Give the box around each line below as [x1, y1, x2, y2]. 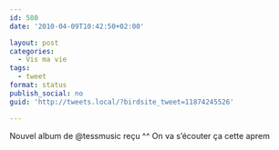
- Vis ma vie [17, 55, 67, 65]
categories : [9, 46, 55, 55]
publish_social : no [9, 88, 84, 98]
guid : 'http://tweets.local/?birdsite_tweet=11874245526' [9, 97, 234, 106]
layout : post [9, 38, 59, 47]
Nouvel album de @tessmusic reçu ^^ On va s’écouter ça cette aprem [9, 130, 271, 141]
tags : [9, 64, 30, 73]
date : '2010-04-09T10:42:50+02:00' [9, 22, 145, 31]
